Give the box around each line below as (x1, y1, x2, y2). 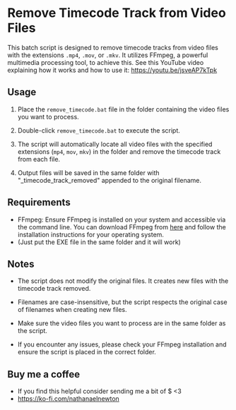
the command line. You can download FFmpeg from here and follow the (17, 222, 226, 231)
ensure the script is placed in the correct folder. (17, 348, 157, 356)
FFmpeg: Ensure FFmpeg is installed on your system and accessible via (17, 215, 226, 224)
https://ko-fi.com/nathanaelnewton (17, 394, 120, 403)
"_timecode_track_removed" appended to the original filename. (17, 176, 201, 184)
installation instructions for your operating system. (17, 230, 165, 239)
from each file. (17, 155, 61, 163)
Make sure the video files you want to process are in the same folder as (17, 319, 226, 327)
